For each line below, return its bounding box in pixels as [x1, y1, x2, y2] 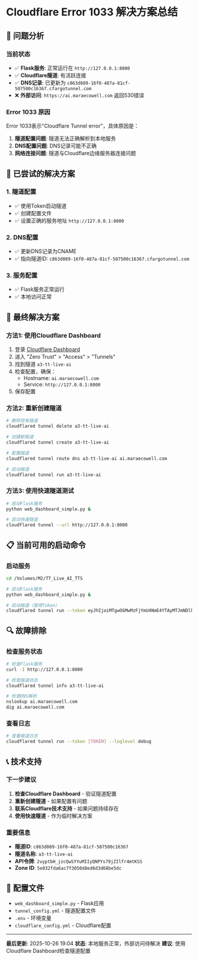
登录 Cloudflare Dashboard [14, 346, 81, 353]
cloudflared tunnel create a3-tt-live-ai [6, 440, 110, 445]
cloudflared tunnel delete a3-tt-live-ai [6, 423, 110, 430]
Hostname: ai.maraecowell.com [23, 375, 99, 382]
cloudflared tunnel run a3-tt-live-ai [6, 471, 101, 478]
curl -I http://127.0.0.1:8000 [6, 666, 83, 673]
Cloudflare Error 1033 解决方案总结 [6, 5, 178, 19]
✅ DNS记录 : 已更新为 [14, 79, 66, 86]
